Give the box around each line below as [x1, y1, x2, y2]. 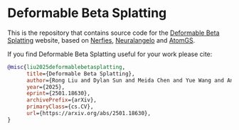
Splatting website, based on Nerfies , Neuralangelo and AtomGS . [7, 36, 196, 44]
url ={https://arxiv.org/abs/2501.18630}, [26, 110, 152, 117]
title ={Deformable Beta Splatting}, [26, 70, 135, 77]
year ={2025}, [26, 83, 65, 90]
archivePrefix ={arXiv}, [26, 97, 97, 104]
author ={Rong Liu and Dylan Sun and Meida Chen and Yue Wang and [26, 77, 224, 84]
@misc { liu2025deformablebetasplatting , [7, 63, 126, 70]
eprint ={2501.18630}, [26, 90, 91, 97]
